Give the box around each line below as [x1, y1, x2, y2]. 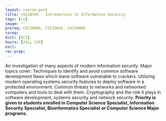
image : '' [5, 21, 26, 26]
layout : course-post [5, 7, 48, 12]
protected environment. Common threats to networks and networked [5, 84, 146, 90]
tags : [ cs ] [5, 16, 28, 21]
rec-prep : [5, 49, 26, 54]
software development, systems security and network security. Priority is [5, 94, 156, 100]
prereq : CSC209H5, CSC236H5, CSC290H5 [5, 26, 85, 31]
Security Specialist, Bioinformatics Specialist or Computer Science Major [5, 105, 160, 111]
